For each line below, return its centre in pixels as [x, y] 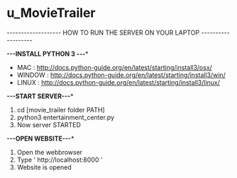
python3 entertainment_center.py [66, 117]
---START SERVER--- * [40, 96]
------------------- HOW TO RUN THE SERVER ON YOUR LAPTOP [103, 32]
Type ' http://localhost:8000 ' [60, 160]
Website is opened [44, 167]
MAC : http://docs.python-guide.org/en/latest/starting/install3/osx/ [114, 67]
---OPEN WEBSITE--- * [40, 138]
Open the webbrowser [50, 152]
